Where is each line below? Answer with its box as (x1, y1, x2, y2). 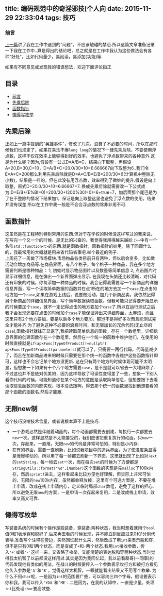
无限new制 (5, 405, 38, 413)
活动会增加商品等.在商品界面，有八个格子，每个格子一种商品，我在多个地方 (5, 261, 155, 267)
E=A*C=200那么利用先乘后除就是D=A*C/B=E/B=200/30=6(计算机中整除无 (5, 171, 155, 177)
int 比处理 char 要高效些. (5, 585, 52, 591)
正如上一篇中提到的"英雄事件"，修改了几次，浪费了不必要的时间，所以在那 (5, 141, 154, 147)
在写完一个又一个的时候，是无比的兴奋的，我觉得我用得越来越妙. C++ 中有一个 (5, 237, 158, 243)
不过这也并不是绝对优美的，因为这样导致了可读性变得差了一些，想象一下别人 (5, 371, 158, 376)
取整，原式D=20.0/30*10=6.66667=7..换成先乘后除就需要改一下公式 (5, 184, 142, 189)
